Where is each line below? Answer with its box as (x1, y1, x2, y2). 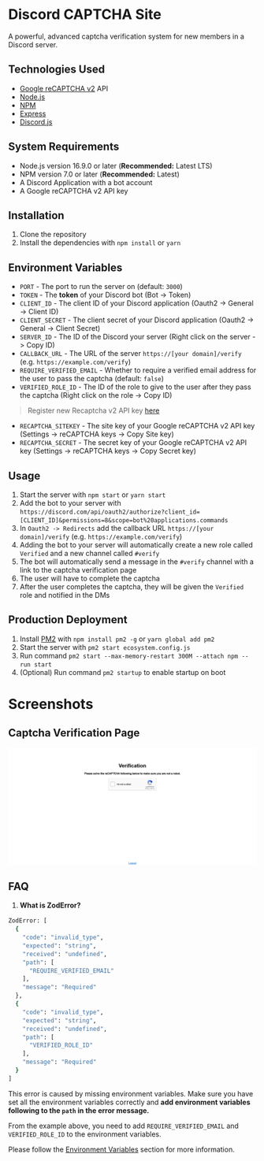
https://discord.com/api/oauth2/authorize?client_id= (19, 508, 200, 516)
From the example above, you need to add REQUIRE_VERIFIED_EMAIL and (8, 1121, 239, 1130)
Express (19, 109, 46, 118)
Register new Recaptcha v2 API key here (27, 406, 160, 415)
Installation (8, 209, 65, 222)
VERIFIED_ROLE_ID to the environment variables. (8, 1129, 162, 1139)
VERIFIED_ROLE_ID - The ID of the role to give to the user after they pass (19, 382, 251, 391)
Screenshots (8, 695, 94, 713)
